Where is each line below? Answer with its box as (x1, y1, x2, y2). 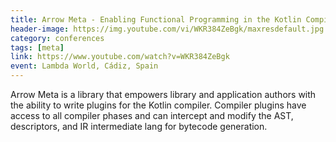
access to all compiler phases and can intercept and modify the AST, (10, 110, 294, 121)
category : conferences (10, 33, 105, 43)
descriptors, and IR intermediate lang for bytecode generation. (10, 121, 268, 132)
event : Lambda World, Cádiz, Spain (10, 61, 159, 71)
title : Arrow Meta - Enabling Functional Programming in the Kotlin (10, 14, 302, 25)
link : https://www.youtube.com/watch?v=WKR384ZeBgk (10, 52, 230, 62)
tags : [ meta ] (10, 42, 65, 53)
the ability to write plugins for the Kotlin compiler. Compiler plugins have (10, 99, 307, 111)
